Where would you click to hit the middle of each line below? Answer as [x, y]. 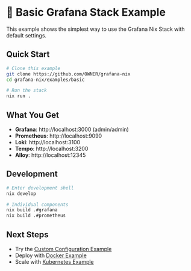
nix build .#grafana [32, 210]
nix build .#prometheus [36, 216]
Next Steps [27, 234]
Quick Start [28, 55]
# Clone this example [33, 68]
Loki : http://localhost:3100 [48, 142]
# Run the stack [27, 91]
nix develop [21, 193]
